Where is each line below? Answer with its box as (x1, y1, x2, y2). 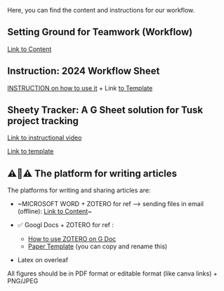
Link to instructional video (7, 133, 82, 142)
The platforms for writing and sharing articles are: (7, 186, 151, 195)
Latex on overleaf (17, 256, 69, 264)
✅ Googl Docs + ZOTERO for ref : (17, 221, 114, 229)
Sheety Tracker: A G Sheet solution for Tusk (7, 104, 204, 116)
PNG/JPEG (7, 277, 39, 285)
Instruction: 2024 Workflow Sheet (7, 65, 160, 77)
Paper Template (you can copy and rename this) (27, 242, 168, 251)
